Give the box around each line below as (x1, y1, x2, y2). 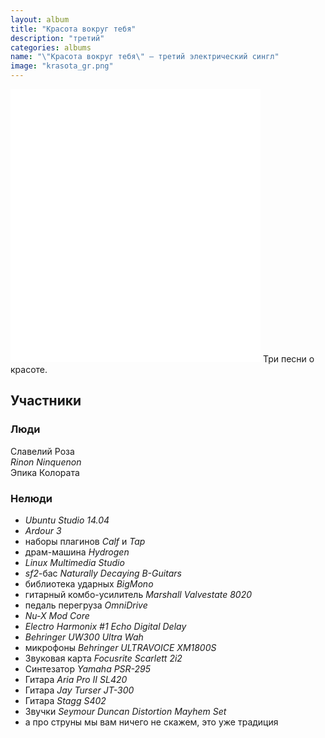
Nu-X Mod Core (24, 609, 90, 621)
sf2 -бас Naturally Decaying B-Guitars (24, 567, 182, 579)
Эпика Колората (10, 466, 80, 478)
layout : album (10, 14, 70, 25)
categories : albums (10, 42, 92, 53)
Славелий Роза (10, 445, 75, 457)
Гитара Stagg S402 (24, 694, 107, 706)
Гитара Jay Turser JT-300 (24, 684, 135, 696)
